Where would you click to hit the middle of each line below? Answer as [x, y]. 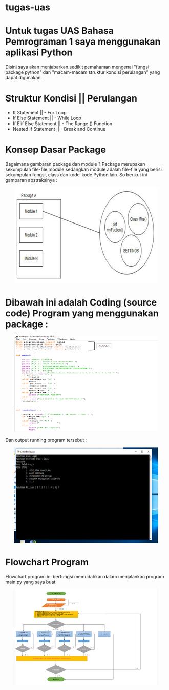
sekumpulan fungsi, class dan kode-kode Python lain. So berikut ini [76, 175]
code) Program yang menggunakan [82, 313]
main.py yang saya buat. [31, 582]
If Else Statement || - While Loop [47, 118]
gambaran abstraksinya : [31, 180]
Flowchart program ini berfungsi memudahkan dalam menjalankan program [85, 576]
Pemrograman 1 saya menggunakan [83, 42]
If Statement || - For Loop [39, 113]
